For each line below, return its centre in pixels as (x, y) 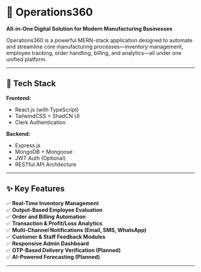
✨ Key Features (35, 189)
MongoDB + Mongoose (44, 152)
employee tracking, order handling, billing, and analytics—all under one (94, 52)
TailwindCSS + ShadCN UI (47, 116)
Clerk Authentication (40, 122)
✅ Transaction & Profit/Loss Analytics (54, 223)
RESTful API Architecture (45, 164)
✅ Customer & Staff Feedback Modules (56, 237)
